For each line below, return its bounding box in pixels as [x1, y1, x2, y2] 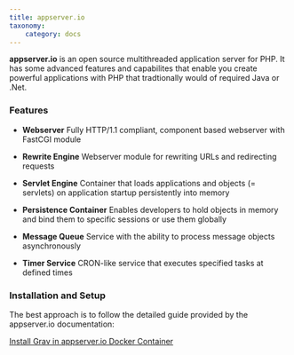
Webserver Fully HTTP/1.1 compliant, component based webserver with [21, 124, 286, 135]
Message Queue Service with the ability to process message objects [21, 231, 275, 241]
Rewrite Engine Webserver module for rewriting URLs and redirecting [21, 151, 277, 162]
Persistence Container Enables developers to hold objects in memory [21, 204, 279, 215]
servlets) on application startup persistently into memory [21, 187, 230, 198]
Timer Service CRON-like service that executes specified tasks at [21, 257, 264, 268]
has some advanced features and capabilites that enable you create [9, 63, 258, 74]
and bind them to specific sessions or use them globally [21, 214, 227, 225]
